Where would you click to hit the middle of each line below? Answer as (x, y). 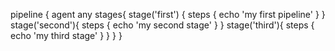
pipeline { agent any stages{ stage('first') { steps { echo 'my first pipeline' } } (168, 14)
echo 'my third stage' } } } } (66, 35)
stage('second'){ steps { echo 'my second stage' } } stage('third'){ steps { (162, 25)
